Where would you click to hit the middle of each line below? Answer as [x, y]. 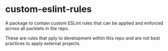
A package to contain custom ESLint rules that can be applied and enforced [84, 23]
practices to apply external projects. [43, 43]
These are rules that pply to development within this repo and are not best [83, 38]
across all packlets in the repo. [37, 28]
